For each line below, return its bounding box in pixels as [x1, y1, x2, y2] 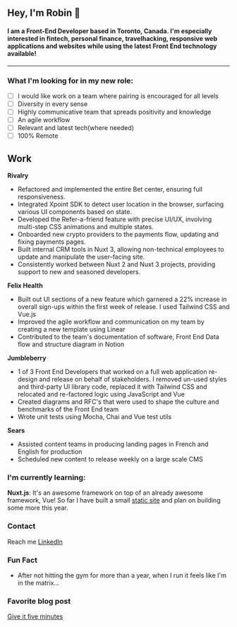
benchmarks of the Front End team [17, 405, 119, 414]
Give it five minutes [7, 612, 63, 621]
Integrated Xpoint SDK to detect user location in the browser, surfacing [17, 200, 224, 209]
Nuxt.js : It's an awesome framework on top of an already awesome [7, 488, 203, 497]
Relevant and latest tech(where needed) [17, 124, 134, 132]
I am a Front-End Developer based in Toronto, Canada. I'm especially [7, 26, 212, 35]
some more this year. [7, 503, 68, 512]
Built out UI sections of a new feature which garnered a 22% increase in [17, 295, 227, 304]
